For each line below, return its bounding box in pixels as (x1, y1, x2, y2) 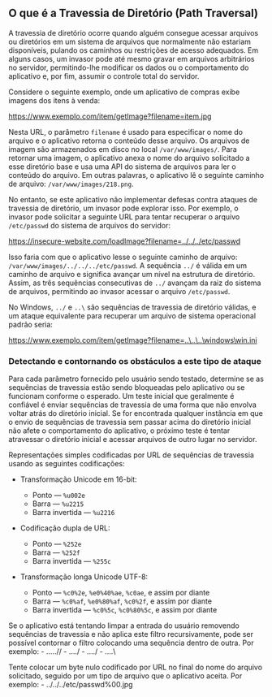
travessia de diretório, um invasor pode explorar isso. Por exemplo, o (8, 203, 239, 213)
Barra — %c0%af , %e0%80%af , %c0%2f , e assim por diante (32, 596, 213, 606)
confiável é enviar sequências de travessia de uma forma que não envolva (8, 400, 257, 409)
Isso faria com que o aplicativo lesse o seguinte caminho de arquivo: (8, 252, 238, 262)
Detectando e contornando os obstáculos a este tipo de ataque (8, 355, 262, 366)
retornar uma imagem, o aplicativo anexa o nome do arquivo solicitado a (8, 153, 250, 162)
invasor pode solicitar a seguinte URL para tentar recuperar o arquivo (8, 211, 240, 222)
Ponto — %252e (32, 539, 82, 549)
